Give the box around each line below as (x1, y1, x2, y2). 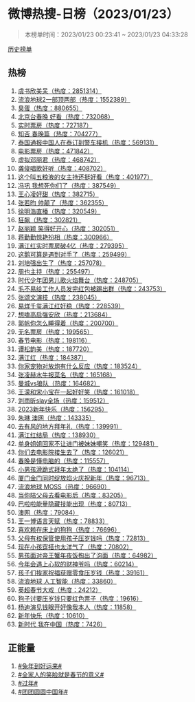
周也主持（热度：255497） (17, 267, 95, 275)
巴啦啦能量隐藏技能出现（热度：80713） (17, 500, 132, 508)
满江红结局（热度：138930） (17, 431, 100, 439)
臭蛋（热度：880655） (17, 104, 83, 112)
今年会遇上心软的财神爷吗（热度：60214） (17, 560, 138, 568)
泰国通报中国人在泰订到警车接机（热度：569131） (17, 138, 159, 147)
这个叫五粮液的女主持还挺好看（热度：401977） (17, 173, 153, 181)
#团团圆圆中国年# (17, 688, 68, 696)
